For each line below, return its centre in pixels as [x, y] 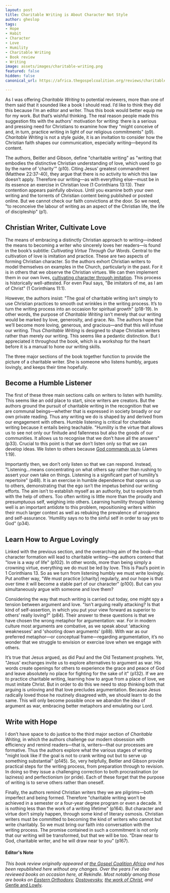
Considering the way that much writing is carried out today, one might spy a [84, 599]
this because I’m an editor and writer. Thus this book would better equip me [84, 110]
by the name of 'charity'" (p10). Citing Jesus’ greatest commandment [77, 168]
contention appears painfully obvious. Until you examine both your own [79, 190]
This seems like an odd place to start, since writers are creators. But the [80, 400]
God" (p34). [18, 524]
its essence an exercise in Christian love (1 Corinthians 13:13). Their [75, 184]
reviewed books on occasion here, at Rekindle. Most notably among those [83, 874]
